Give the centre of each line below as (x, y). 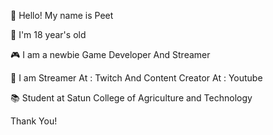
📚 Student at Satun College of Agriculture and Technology (131, 98)
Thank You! (34, 121)
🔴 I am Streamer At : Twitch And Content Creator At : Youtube (136, 78)
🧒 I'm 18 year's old (48, 34)
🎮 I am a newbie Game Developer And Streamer (110, 54)
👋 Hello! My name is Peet (62, 15)
